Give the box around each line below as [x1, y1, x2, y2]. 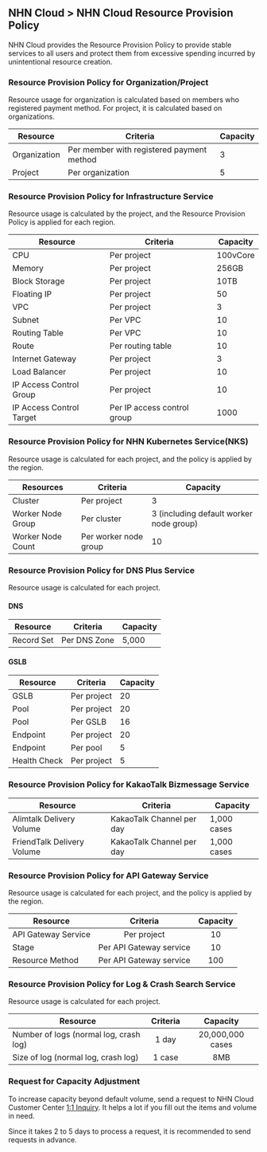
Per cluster [80, 513, 122, 524]
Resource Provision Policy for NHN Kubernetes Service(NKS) [8, 436, 249, 447]
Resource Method [12, 955, 79, 966]
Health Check [12, 755, 64, 766]
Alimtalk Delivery [12, 813, 75, 824]
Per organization [68, 167, 130, 178]
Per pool [70, 743, 103, 754]
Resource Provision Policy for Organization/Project [8, 76, 209, 88]
